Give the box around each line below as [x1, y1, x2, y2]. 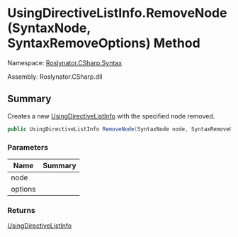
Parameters [7, 142, 48, 152]
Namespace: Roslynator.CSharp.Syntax [7, 58, 123, 67]
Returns [7, 205, 35, 215]
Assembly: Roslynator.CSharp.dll [7, 72, 103, 81]
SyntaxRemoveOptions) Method [7, 35, 200, 51]
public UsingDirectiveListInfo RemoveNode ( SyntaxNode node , [7, 126, 189, 133]
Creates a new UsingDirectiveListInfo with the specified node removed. [7, 111, 215, 120]
